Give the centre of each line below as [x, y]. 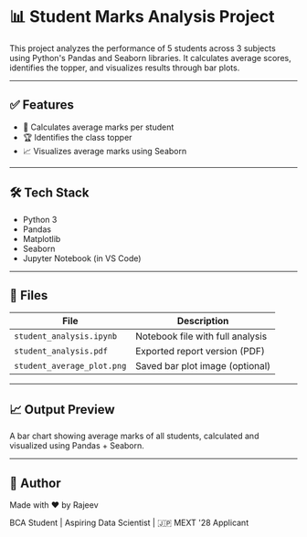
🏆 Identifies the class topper [77, 137]
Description [203, 321]
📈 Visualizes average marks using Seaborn [105, 151]
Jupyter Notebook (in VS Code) [82, 258]
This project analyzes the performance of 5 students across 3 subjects [143, 48]
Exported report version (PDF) [200, 352]
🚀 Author [35, 483]
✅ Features [42, 105]
